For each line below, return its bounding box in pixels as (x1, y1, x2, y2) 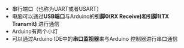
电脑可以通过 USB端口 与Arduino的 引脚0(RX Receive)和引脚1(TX (11, 13, 170, 20)
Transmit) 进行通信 (11, 20, 60, 27)
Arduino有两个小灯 (11, 28, 58, 35)
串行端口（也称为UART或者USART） (11, 5, 102, 12)
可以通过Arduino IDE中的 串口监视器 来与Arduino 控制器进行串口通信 (11, 35, 178, 42)
